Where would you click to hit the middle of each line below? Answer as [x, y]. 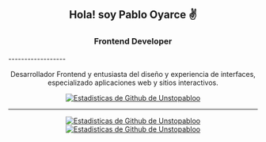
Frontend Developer [133, 41]
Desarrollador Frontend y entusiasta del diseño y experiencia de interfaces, [133, 74]
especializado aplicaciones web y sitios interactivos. [133, 83]
